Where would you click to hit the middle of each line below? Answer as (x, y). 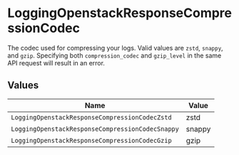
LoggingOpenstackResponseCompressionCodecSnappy (95, 129)
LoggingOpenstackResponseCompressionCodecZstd (92, 117)
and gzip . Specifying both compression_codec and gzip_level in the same (115, 55)
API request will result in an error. (56, 63)
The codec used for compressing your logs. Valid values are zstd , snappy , (115, 48)
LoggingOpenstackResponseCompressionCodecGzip (92, 140)
